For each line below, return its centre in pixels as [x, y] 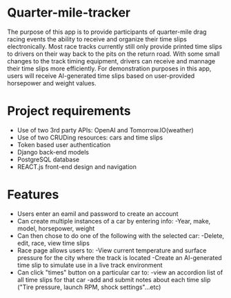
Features [33, 195]
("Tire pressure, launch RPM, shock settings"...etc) [89, 287]
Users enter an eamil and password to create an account [98, 213]
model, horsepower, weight [56, 228]
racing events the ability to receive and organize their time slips [97, 39]
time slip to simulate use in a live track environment [90, 265]
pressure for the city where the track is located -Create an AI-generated [119, 257]
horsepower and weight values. [52, 83]
